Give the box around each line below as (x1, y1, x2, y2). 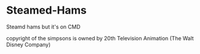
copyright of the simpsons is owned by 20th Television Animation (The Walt (6, 34, 194, 42)
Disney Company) (6, 41, 51, 48)
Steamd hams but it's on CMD (6, 23, 81, 30)
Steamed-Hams (6, 4, 87, 17)
